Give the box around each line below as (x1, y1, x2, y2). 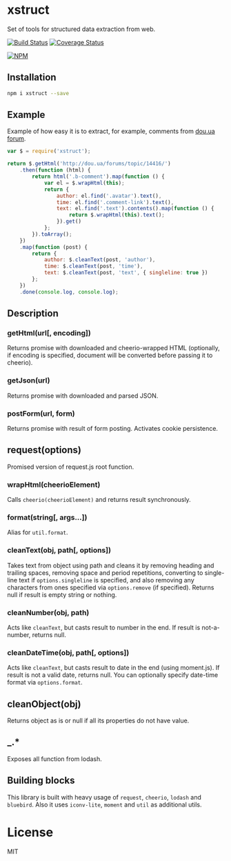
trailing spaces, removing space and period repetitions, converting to (7, 568, 203, 577)
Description (7, 307, 59, 319)
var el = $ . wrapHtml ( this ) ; (43, 179, 125, 186)
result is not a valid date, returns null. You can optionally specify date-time (7, 671, 219, 679)
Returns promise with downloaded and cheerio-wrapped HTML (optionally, (7, 344, 220, 352)
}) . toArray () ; (32, 230, 72, 238)
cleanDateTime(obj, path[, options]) (7, 647, 130, 657)
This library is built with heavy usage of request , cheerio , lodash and (7, 793, 201, 801)
